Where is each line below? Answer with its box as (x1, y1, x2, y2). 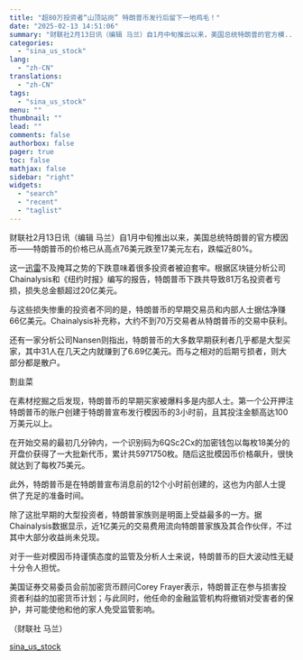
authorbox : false (9, 139, 75, 148)
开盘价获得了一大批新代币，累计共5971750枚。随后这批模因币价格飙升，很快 (9, 448, 294, 459)
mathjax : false (9, 164, 67, 173)
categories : (9, 38, 54, 48)
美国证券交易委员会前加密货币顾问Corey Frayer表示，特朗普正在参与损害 (9, 581, 280, 591)
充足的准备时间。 (24, 490, 88, 500)
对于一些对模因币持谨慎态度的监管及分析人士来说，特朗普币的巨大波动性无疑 (9, 551, 294, 562)
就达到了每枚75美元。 (9, 459, 90, 470)
